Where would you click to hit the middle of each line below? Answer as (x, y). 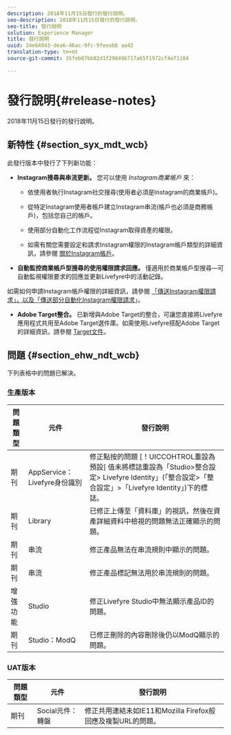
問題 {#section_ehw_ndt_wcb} (73, 355)
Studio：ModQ (52, 640)
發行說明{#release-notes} (82, 100)
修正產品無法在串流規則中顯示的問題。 (151, 550)
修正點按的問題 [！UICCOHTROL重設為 (152, 457)
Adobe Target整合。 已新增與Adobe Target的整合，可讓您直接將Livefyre (120, 314)
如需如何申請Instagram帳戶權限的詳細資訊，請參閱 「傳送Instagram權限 (109, 291)
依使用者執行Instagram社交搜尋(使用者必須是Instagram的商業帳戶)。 (124, 192)
